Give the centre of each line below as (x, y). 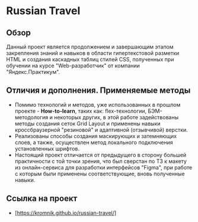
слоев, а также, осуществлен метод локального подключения (94, 142)
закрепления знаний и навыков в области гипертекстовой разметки (93, 53)
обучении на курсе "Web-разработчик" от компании (73, 66)
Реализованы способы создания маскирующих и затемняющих (95, 136)
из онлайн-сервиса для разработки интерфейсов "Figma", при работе (103, 167)
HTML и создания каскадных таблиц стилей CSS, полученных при (90, 59)
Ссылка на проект (42, 199)
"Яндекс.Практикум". (33, 72)
